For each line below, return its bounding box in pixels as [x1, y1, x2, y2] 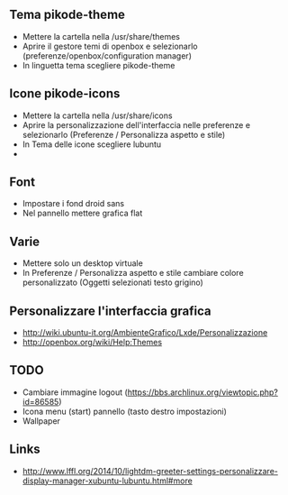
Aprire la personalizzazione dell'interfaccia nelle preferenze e [22, 119, 250, 130]
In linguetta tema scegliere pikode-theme [22, 60, 175, 70]
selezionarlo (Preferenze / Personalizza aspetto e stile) [22, 129, 226, 140]
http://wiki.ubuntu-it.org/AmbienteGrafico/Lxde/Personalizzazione [22, 327, 268, 338]
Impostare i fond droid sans [22, 198, 124, 209]
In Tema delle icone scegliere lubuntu [22, 139, 162, 150]
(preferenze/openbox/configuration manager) [22, 50, 192, 61]
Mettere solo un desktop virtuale [22, 258, 144, 269]
